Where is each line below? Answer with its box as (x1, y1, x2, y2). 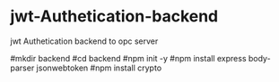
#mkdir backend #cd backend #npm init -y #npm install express (10, 53, 247, 63)
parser (10, 62, 35, 73)
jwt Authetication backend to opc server (10, 36, 159, 46)
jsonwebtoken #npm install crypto (36, 62, 162, 73)
